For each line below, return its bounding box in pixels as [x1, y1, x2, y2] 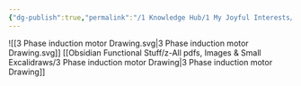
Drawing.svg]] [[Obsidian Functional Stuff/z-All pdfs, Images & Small [8, 47, 261, 58]
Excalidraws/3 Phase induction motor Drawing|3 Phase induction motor [8, 56, 273, 67]
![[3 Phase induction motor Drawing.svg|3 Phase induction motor [8, 38, 249, 48]
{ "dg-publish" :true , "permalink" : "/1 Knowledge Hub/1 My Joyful [8, 13, 251, 22]
